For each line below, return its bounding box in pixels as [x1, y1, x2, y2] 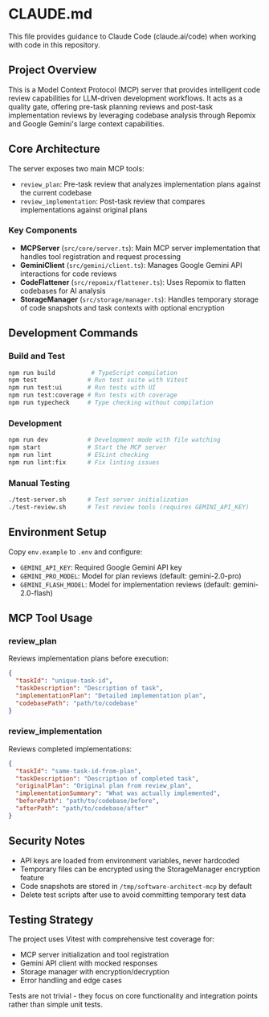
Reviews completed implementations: [8, 743, 132, 753]
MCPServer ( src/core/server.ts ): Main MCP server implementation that [19, 243, 261, 253]
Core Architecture [8, 142, 100, 156]
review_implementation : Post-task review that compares [19, 196, 206, 206]
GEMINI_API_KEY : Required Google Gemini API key [19, 562, 182, 572]
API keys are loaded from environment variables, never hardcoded [19, 855, 240, 865]
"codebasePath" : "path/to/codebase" [15, 699, 138, 707]
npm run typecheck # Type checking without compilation [8, 399, 214, 407]
